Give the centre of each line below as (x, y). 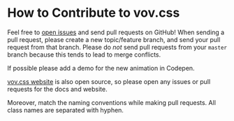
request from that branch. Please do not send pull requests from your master (117, 47)
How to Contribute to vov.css (94, 13)
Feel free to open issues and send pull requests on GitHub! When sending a (116, 32)
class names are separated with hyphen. (66, 110)
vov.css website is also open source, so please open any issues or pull (109, 81)
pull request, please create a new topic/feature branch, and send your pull (114, 39)
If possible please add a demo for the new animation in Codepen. (101, 68)
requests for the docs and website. (57, 89)
